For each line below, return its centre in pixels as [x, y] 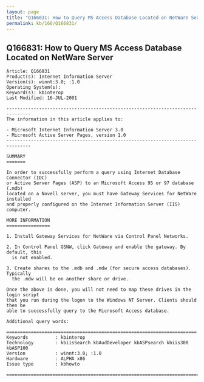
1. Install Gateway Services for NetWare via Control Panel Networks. [97, 237]
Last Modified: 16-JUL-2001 [42, 98]
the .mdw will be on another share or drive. [70, 279]
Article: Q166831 [28, 71]
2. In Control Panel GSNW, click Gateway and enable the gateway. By [96, 247]
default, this [24, 252]
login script [23, 295]
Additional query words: [38, 322]
